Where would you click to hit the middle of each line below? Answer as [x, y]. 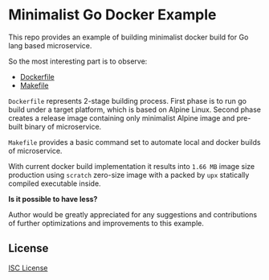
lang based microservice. [50, 45]
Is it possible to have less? [53, 199]
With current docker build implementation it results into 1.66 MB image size [132, 166]
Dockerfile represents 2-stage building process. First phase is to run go [128, 101]
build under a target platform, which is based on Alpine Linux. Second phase [134, 109]
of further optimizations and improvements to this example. [106, 223]
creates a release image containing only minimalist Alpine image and [122, 117]
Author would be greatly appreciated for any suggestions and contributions [133, 214]
